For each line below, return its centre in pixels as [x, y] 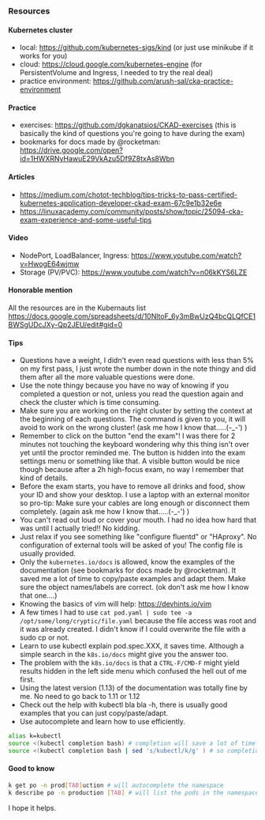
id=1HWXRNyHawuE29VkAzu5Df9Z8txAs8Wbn [97, 159]
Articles [22, 176]
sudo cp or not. [44, 637]
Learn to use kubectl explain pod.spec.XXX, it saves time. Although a [132, 646]
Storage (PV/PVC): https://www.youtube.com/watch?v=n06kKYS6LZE [133, 272]
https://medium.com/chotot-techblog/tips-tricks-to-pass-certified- [129, 195]
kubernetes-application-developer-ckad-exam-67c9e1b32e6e [121, 202]
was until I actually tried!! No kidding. [80, 528]
